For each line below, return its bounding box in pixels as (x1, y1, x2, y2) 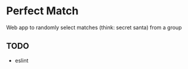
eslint (14, 57, 29, 64)
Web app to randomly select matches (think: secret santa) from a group (6, 24, 182, 31)
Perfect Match (6, 4, 79, 18)
